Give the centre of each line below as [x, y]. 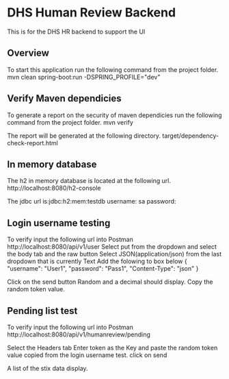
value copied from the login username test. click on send [87, 355]
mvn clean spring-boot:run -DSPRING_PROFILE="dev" [84, 77]
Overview [28, 53]
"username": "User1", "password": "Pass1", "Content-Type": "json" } [103, 269]
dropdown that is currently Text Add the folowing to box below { [97, 261]
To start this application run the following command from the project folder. [113, 69]
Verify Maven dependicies [64, 98]
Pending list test [42, 311]
